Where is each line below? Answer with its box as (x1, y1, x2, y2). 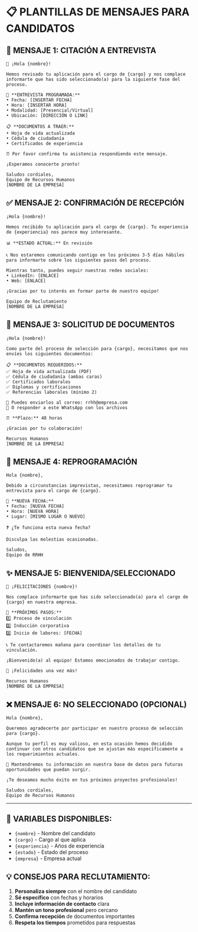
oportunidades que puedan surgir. (6, 767, 91, 773)
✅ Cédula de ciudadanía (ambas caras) (6, 374, 103, 380)
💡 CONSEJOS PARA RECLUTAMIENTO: (6, 872, 151, 882)
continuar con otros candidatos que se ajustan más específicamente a (6, 746, 183, 752)
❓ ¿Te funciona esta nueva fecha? (6, 525, 91, 531)
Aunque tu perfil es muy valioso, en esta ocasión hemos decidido (6, 741, 173, 747)
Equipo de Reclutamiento (6, 298, 67, 305)
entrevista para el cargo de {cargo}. (6, 488, 101, 494)
